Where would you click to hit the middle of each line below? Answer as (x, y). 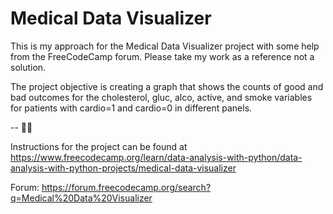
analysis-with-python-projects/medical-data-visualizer (123, 168)
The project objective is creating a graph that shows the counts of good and (167, 86)
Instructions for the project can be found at (99, 146)
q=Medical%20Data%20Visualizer (81, 198)
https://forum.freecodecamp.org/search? (126, 187)
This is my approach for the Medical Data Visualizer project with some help (165, 46)
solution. (28, 67)
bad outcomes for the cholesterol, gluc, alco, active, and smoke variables (161, 97)
